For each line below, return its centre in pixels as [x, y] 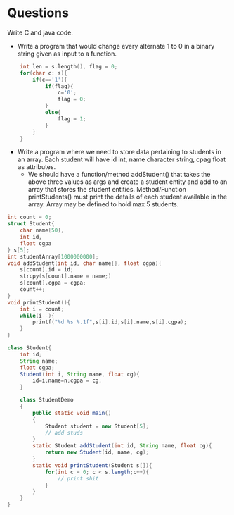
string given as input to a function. [67, 54]
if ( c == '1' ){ [50, 80]
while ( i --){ [37, 316]
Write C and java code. [40, 32]
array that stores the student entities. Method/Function [107, 190]
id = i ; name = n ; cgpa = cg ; [67, 381]
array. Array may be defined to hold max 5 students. [103, 204]
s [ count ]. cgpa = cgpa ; [53, 283]
